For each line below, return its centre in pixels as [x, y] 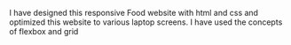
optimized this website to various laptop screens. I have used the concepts [146, 22]
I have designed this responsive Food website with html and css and [134, 13]
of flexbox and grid [44, 31]
